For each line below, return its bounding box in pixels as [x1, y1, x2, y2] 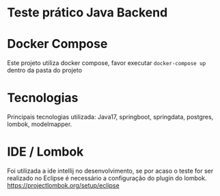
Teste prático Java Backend [7, 5, 168, 21]
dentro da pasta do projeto [7, 66, 83, 75]
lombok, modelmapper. [7, 120, 72, 128]
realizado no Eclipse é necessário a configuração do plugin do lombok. [7, 174, 207, 182]
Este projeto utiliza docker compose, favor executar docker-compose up [7, 59, 206, 67]
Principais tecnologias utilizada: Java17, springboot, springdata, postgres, [7, 113, 214, 121]
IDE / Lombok [7, 144, 84, 160]
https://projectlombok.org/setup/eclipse [7, 182, 120, 189]
